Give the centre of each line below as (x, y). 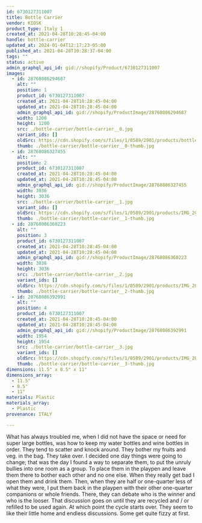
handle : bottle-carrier (36, 40)
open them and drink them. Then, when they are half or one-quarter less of (99, 481)
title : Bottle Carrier (35, 17)
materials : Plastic (31, 397)
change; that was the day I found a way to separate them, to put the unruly (99, 462)
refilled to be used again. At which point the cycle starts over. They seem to (100, 507)
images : (16, 73)
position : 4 (32, 308)
